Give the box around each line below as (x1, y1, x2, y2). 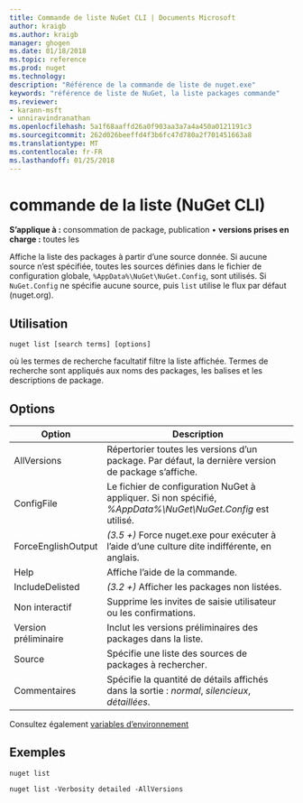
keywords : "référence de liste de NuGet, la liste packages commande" (9, 88, 280, 97)
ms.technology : (9, 72, 67, 81)
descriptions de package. (9, 375, 105, 386)
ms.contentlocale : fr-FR (9, 147, 103, 156)
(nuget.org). (9, 290, 54, 300)
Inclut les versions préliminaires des (106, 622, 259, 634)
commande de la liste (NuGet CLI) (9, 195, 266, 215)
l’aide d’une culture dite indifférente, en (106, 540, 272, 553)
